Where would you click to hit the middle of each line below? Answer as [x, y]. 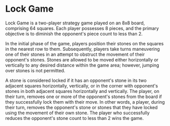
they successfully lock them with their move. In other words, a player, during [85, 102]
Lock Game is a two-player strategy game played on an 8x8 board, [75, 23]
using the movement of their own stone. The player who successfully [77, 113]
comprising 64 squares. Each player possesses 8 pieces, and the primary [82, 28]
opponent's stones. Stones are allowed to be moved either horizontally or [82, 59]
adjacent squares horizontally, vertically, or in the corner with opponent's [82, 86]
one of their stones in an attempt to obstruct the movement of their [75, 54]
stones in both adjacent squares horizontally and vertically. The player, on [82, 91]
